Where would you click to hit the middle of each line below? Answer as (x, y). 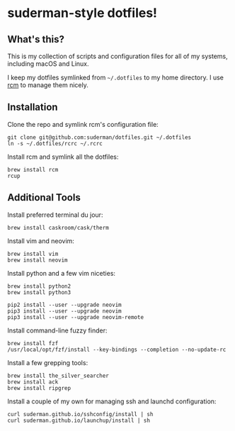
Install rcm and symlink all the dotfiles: (63, 157)
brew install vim (33, 254)
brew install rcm (33, 169)
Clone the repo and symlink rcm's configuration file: (83, 124)
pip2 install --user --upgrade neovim (64, 305)
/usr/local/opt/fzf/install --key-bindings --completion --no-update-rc (117, 349)
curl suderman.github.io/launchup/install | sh (79, 420)
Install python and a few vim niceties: (61, 273)
